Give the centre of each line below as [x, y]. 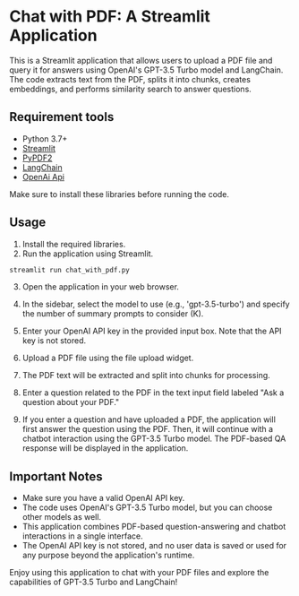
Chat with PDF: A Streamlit [110, 17]
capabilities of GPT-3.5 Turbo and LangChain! [94, 582]
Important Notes [56, 476]
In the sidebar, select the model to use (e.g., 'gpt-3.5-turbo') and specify [156, 304]
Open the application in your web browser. [100, 287]
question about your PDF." [71, 402]
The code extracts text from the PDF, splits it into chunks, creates [130, 79]
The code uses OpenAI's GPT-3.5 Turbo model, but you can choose [147, 507]
